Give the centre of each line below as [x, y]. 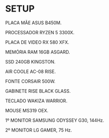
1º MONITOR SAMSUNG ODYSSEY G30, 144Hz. [55, 120]
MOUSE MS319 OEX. [27, 110]
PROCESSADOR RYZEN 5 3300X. [40, 32]
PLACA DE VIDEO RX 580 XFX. [37, 42]
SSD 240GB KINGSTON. [30, 61]
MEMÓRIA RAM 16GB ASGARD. [38, 52]
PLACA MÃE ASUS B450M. [34, 23]
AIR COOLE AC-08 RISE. [31, 72]
